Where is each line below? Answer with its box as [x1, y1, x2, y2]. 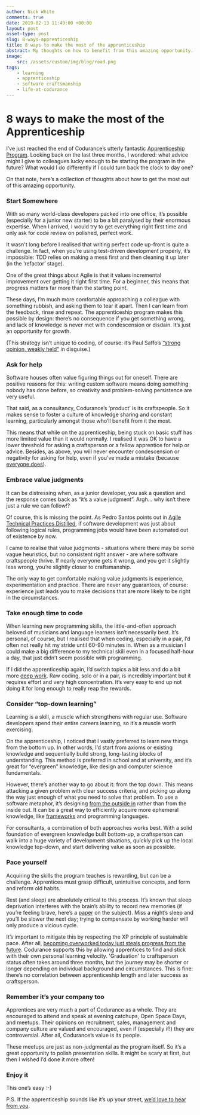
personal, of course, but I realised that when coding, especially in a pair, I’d [6, 635, 190, 642]
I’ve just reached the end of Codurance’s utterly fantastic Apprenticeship [6, 145, 185, 152]
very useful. [6, 393, 36, 401]
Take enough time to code [6, 609, 83, 617]
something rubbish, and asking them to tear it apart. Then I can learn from [6, 303, 188, 310]
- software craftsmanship [17, 81, 82, 87]
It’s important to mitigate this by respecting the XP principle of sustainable [6, 933, 188, 940]
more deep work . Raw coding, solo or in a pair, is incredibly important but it [6, 672, 191, 679]
